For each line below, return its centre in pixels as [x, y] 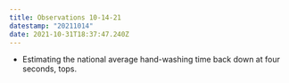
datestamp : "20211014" [51, 26]
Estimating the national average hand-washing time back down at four [151, 60]
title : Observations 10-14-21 [66, 17]
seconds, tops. [50, 69]
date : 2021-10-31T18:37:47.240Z [69, 34]
